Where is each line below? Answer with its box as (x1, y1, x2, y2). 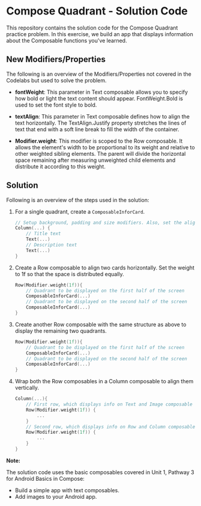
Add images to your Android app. (14, 493, 97, 500)
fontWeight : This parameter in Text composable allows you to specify (14, 88, 188, 96)
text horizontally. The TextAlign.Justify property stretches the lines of (14, 119, 187, 126)
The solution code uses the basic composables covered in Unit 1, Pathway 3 (6, 468, 194, 476)
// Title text (26, 230, 61, 237)
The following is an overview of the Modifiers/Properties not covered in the (6, 70, 192, 78)
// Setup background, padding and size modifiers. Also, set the (14, 220, 182, 226)
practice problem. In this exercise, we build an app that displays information (6, 30, 193, 37)
